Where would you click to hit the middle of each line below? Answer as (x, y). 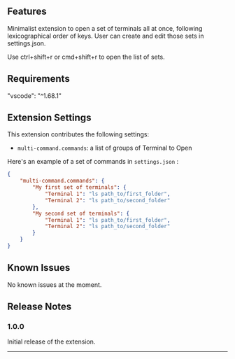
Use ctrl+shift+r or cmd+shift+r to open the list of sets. (86, 57)
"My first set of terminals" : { (80, 188)
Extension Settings (49, 118)
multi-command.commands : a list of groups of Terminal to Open (105, 148)
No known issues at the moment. (55, 284)
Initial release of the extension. (51, 342)
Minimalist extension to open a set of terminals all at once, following (105, 28)
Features (27, 12)
